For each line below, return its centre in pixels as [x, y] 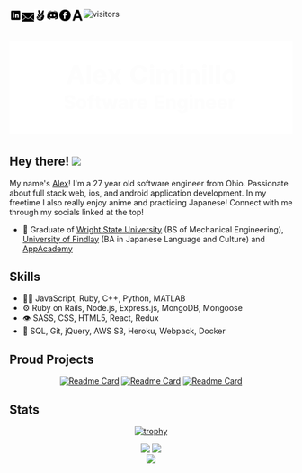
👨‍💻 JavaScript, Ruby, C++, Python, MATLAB [104, 298]
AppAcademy [48, 249]
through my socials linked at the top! [76, 212]
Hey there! [40, 162]
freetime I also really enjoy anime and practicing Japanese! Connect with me [151, 202]
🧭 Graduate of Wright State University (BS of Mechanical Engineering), [153, 229]
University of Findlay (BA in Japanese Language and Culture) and [143, 239]
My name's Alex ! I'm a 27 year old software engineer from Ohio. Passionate [149, 183]
